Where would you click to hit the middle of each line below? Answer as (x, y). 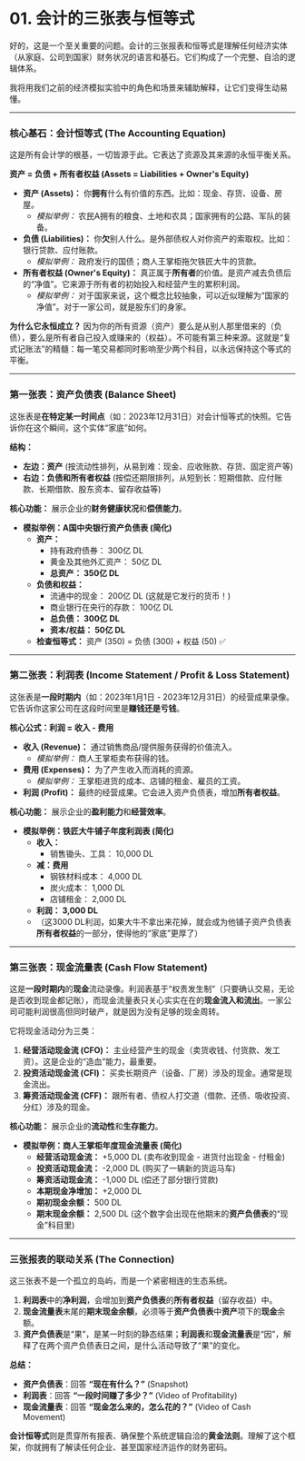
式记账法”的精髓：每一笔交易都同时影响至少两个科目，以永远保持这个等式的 (151, 349)
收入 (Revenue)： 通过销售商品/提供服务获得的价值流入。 (130, 747)
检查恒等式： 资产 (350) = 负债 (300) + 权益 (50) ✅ (131, 641)
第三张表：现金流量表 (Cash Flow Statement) (108, 967)
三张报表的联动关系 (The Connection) (92, 1259)
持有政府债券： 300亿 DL (96, 550)
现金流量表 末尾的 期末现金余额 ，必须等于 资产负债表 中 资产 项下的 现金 (150, 1312)
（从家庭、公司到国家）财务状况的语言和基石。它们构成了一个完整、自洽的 (148, 56)
